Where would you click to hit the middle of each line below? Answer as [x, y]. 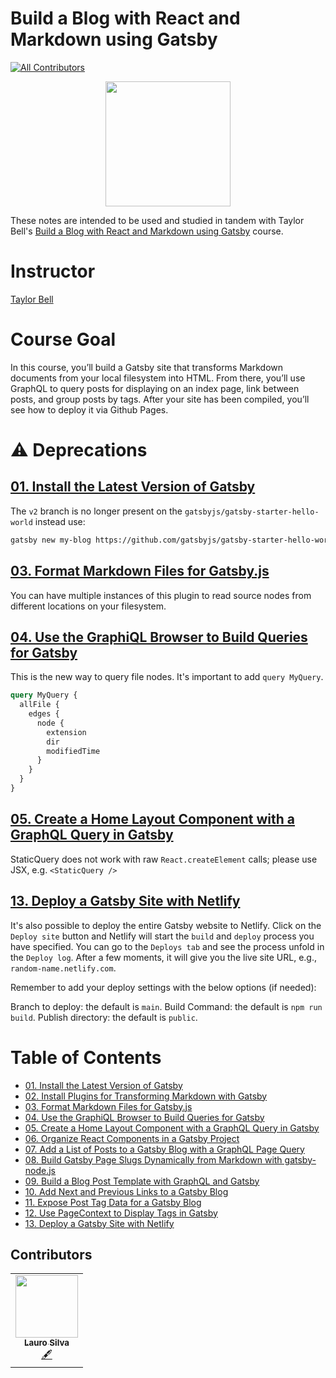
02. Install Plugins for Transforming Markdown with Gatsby [146, 1096]
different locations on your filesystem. [88, 606]
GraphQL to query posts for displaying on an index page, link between [155, 388]
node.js [40, 1170]
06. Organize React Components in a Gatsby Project [132, 1138]
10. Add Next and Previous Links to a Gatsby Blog [126, 1191]
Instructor [53, 271]
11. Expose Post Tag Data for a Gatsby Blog [113, 1202]
